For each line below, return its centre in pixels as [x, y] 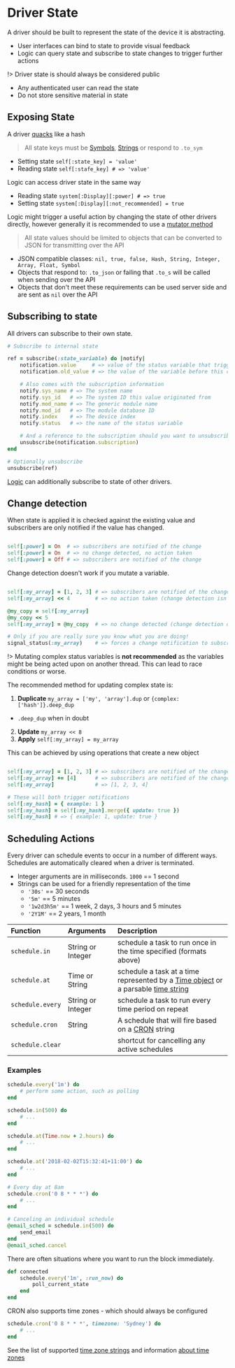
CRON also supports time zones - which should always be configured [107, 1311]
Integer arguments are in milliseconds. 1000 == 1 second [98, 876]
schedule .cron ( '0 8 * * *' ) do [53, 1194]
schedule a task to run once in [167, 943]
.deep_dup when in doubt [53, 718]
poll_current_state [61, 1285]
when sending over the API [56, 279]
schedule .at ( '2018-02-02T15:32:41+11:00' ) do [74, 1162]
